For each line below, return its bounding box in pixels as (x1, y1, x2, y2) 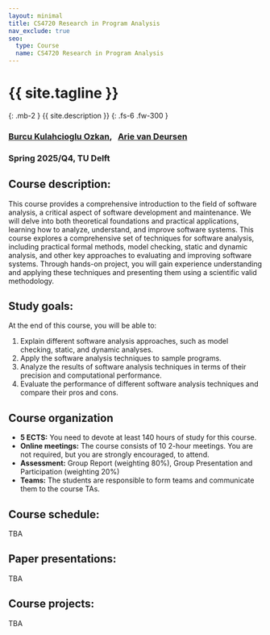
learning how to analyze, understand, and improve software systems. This (8, 224, 254, 234)
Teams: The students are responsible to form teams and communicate (19, 475, 255, 485)
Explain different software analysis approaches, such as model (19, 336, 229, 346)
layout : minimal (8, 11, 63, 20)
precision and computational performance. (19, 370, 163, 380)
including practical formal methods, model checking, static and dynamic (8, 241, 248, 251)
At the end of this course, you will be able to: (8, 320, 157, 331)
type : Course (15, 42, 60, 50)
